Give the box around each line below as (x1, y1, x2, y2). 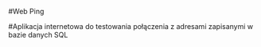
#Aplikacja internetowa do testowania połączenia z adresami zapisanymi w (8, 22, 254, 31)
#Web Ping (8, 7, 45, 16)
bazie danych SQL (8, 31, 68, 39)
